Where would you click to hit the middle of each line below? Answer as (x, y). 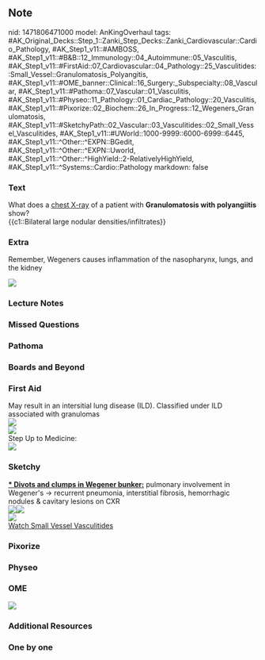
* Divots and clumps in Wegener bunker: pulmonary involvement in (119, 484)
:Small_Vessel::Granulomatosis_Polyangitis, (78, 74)
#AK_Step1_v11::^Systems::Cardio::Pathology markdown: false (108, 167)
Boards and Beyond (47, 367)
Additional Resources (50, 626)
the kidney (25, 268)
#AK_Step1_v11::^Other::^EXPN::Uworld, (72, 150)
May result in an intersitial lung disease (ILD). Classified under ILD (115, 406)
